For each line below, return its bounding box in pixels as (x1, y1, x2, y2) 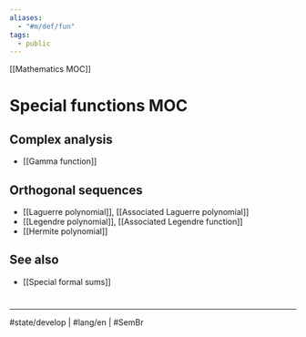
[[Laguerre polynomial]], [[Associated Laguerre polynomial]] (22, 207, 250, 218)
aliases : (9, 13, 43, 23)
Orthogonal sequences (9, 182, 143, 198)
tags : (9, 30, 30, 39)
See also (9, 252, 59, 268)
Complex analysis (9, 131, 113, 147)
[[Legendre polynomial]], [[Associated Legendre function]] (22, 216, 243, 228)
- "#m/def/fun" (17, 22, 76, 31)
